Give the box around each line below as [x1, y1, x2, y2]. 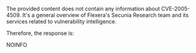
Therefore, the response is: [6, 30, 75, 37]
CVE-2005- [161, 5, 190, 12]
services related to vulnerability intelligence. [6, 18, 117, 25]
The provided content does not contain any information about [6, 5, 160, 12]
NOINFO [6, 42, 27, 48]
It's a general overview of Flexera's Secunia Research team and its [22, 11, 189, 19]
